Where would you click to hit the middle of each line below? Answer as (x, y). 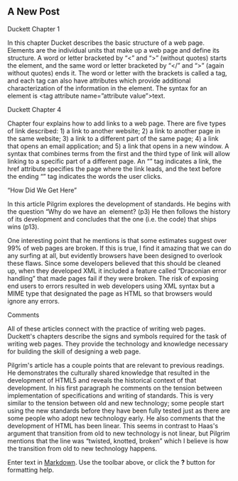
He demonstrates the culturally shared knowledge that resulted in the (109, 373)
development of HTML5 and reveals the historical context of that (102, 380)
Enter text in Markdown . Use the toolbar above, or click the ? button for (111, 462)
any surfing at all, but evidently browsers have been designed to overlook (115, 255)
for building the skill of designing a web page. (74, 351)
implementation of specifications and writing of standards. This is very (110, 395)
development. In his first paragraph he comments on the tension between (115, 388)
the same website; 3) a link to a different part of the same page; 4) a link (113, 138)
